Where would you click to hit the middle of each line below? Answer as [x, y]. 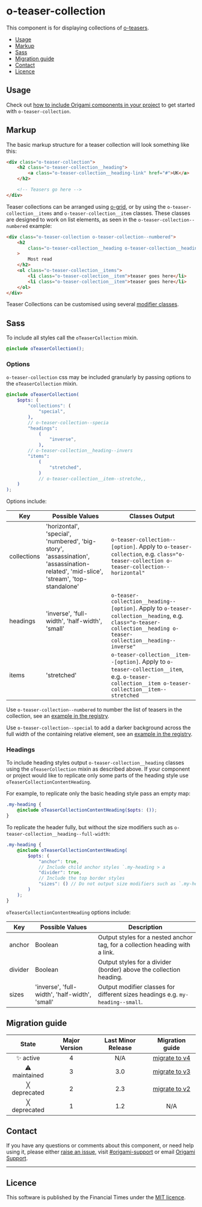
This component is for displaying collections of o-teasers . [78, 28]
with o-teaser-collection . [38, 111]
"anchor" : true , [59, 862]
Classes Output [152, 516]
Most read [40, 259]
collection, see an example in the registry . [58, 716]
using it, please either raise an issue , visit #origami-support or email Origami [101, 1152]
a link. [106, 952]
